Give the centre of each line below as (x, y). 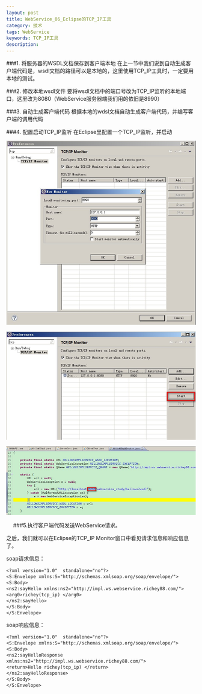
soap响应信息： (26, 625)
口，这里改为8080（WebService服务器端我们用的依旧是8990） (84, 99)
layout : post (23, 13)
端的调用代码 (27, 119)
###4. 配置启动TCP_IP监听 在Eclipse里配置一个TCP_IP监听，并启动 (89, 132)
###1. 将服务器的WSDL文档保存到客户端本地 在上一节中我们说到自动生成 (96, 63)
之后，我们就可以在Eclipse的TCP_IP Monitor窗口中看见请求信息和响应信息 (98, 538)
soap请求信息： (26, 558)
